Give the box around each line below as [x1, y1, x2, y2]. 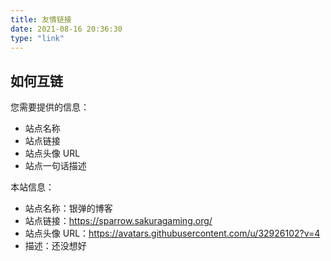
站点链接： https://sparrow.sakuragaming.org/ [24, 215, 213, 227]
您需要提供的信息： [10, 101, 90, 113]
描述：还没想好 [24, 240, 87, 252]
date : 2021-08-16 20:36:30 [10, 24, 123, 34]
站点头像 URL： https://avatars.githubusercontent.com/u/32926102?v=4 [24, 227, 321, 240]
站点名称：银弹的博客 [24, 202, 113, 215]
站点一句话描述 [24, 160, 87, 172]
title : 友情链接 [10, 14, 72, 25]
